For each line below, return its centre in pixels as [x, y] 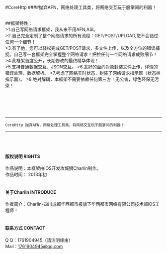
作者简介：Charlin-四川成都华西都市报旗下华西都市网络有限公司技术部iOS [80, 204]
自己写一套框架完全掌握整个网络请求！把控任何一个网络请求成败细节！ [85, 54]
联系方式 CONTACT [25, 228]
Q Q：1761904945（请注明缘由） [39, 240]
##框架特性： [19, 23]
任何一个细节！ [20, 42]
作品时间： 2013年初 [26, 175]
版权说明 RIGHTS [23, 156]
